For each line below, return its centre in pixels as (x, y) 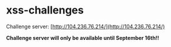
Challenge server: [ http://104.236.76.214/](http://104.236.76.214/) (85, 26)
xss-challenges (45, 10)
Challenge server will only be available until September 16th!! (83, 38)
